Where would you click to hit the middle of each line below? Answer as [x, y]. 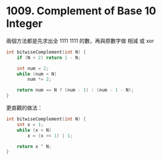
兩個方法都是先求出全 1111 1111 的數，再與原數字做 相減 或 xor [80, 40]
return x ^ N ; [34, 146]
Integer [24, 23]
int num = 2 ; [33, 68]
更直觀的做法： [24, 108]
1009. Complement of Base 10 [81, 11]
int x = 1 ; [30, 124]
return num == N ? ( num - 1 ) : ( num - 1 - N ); [75, 90]
